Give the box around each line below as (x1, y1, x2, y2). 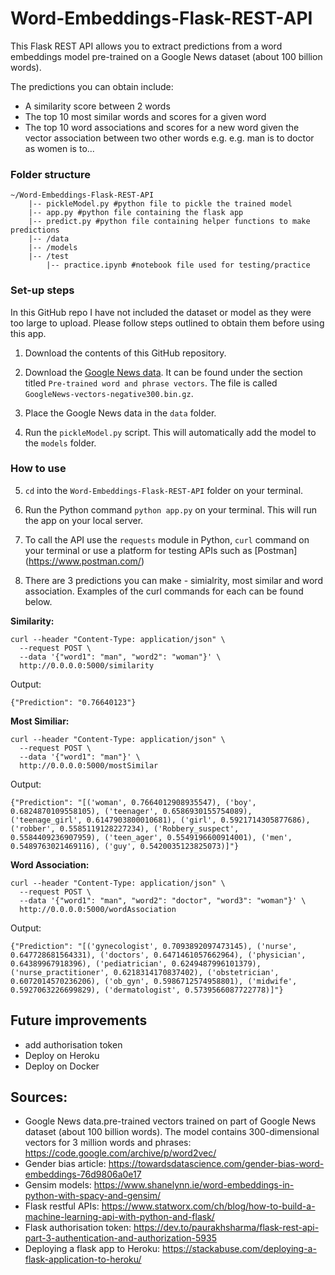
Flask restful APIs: (24, 1200, 100, 1212)
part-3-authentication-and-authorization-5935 (24, 1232, 217, 1244)
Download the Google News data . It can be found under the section (24, 366, 303, 378)
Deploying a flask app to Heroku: (24, 1243, 161, 1255)
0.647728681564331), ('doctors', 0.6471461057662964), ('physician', (10, 950, 307, 960)
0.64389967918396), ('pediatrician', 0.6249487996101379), (10, 958, 262, 969)
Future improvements (10, 1012, 148, 1029)
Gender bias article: (24, 1158, 107, 1170)
